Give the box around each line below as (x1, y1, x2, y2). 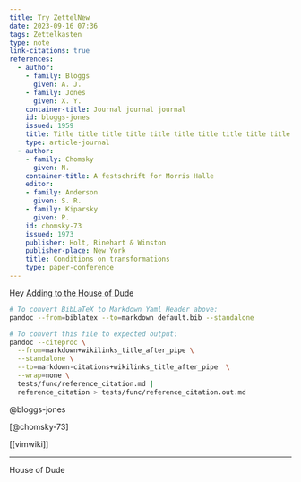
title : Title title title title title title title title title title (25, 130, 291, 139)
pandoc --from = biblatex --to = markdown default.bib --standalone (9, 313, 254, 323)
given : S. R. (32, 196, 82, 206)
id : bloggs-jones (25, 113, 90, 122)
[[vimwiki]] (9, 438, 49, 449)
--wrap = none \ (17, 371, 70, 380)
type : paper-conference (25, 263, 115, 272)
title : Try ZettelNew (9, 13, 90, 22)
